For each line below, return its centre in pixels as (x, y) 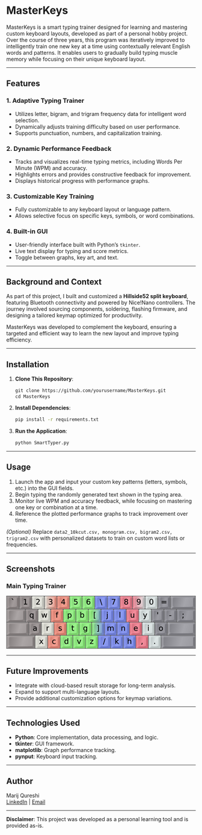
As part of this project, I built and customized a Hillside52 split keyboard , (97, 296)
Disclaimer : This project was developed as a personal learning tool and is (97, 819)
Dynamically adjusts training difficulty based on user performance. (97, 126)
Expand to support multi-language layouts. (68, 692)
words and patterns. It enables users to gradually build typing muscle (92, 52)
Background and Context (54, 282)
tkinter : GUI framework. (44, 744)
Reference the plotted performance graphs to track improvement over (101, 513)
